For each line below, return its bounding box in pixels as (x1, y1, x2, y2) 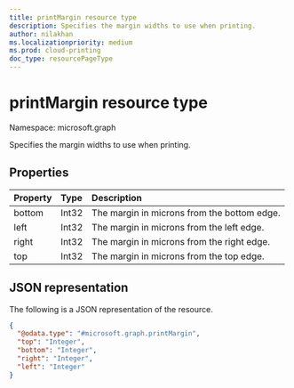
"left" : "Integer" (17, 362, 86, 371)
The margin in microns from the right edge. (91, 235, 271, 247)
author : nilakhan (9, 29, 74, 38)
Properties (9, 166, 69, 181)
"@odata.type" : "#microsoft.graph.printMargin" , (17, 329, 201, 338)
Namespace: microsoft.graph (9, 122, 116, 133)
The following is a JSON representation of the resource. (9, 303, 213, 314)
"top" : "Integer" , (17, 337, 86, 347)
